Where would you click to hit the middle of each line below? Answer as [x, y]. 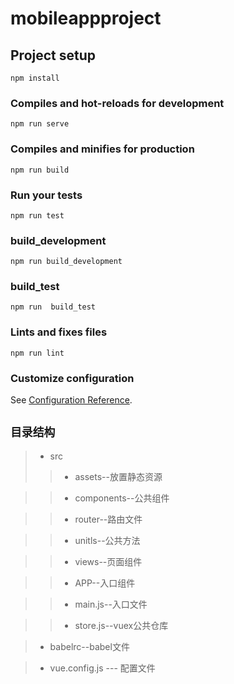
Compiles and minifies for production [102, 149]
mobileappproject [86, 18]
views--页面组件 [108, 561]
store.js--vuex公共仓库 [121, 625]
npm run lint [37, 353]
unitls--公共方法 [107, 540]
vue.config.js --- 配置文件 [102, 668]
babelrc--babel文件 [89, 646]
